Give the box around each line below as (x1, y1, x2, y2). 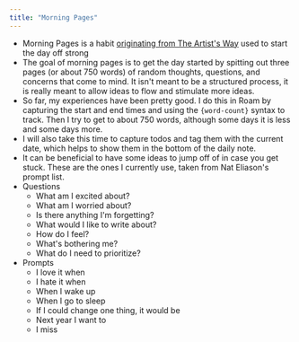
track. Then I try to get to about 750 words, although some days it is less (22, 114, 291, 125)
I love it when (35, 267, 85, 277)
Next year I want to (35, 314, 107, 325)
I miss (35, 324, 58, 335)
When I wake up (35, 285, 96, 296)
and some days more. (22, 123, 103, 135)
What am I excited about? (35, 190, 130, 201)
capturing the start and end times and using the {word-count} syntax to (22, 104, 286, 115)
